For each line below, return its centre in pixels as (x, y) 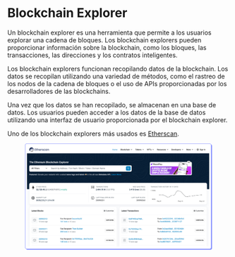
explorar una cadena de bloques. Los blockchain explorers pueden (104, 40)
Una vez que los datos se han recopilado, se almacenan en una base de (112, 104)
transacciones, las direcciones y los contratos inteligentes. (92, 55)
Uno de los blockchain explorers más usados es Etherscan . (94, 133)
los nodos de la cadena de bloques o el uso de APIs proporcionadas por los (117, 83)
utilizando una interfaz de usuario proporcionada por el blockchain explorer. (117, 120)
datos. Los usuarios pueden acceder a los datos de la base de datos (107, 112)
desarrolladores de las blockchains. (59, 91)
